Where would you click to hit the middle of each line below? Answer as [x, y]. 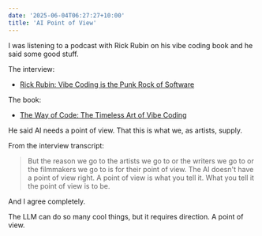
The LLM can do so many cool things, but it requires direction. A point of [126, 216]
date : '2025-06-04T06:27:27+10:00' [67, 15]
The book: [25, 99]
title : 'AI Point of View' [52, 23]
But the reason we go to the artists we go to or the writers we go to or [141, 161]
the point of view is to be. [69, 185]
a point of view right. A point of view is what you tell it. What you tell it [141, 178]
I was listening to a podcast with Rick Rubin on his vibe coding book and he [131, 45]
